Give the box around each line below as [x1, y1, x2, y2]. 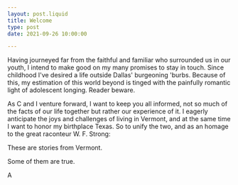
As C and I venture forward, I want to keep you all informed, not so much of [7, 100, 228, 108]
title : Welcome [7, 17, 53, 24]
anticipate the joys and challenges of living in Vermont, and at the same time [7, 115, 231, 123]
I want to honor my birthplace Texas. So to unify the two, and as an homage [7, 122, 229, 131]
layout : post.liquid [7, 10, 69, 18]
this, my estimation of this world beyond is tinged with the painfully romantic [7, 79, 231, 87]
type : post [7, 23, 40, 30]
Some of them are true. [7, 157, 75, 166]
